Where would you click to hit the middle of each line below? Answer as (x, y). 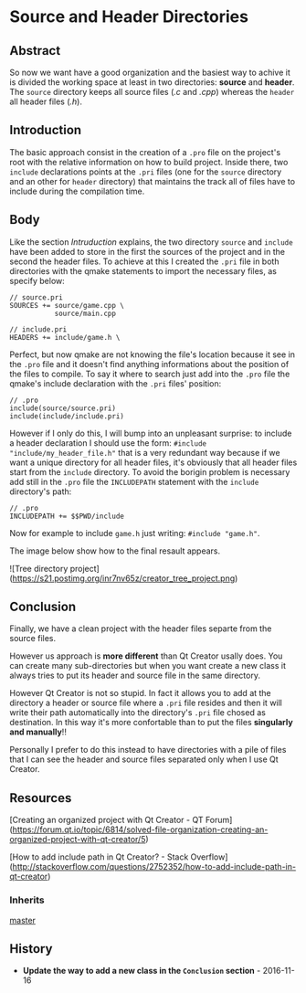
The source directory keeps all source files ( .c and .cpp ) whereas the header (152, 92)
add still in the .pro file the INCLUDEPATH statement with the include (134, 481)
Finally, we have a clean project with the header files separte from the (141, 629)
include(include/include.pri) (67, 416)
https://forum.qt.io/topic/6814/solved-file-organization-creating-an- (140, 829)
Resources (41, 798)
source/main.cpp (85, 313)
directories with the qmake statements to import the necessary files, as (143, 270)
